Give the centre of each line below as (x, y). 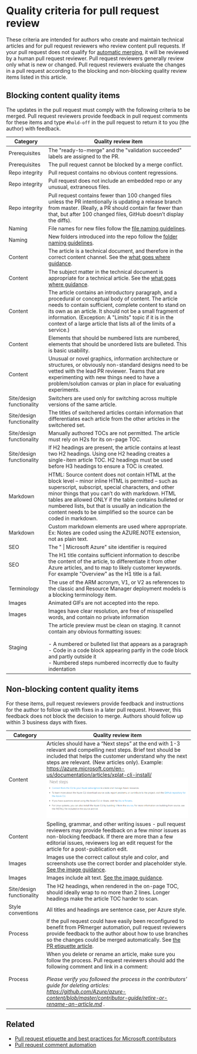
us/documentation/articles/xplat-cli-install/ (99, 775)
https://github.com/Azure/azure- (86, 992)
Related (21, 1024)
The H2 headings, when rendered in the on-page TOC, (113, 886)
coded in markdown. (73, 518)
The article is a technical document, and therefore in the (116, 251)
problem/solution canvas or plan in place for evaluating (115, 384)
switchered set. (67, 425)
